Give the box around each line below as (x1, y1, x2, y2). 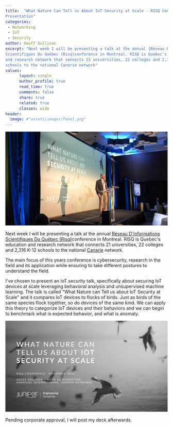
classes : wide (19, 106, 50, 111)
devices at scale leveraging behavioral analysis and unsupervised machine (5, 283, 164, 290)
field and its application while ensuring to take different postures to (5, 263, 147, 269)
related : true (19, 100, 50, 105)
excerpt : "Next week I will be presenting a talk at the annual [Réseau (5, 46, 165, 51)
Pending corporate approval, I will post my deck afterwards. (5, 417, 132, 423)
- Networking (7, 25, 36, 30)
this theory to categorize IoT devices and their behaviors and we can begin (5, 305, 164, 311)
